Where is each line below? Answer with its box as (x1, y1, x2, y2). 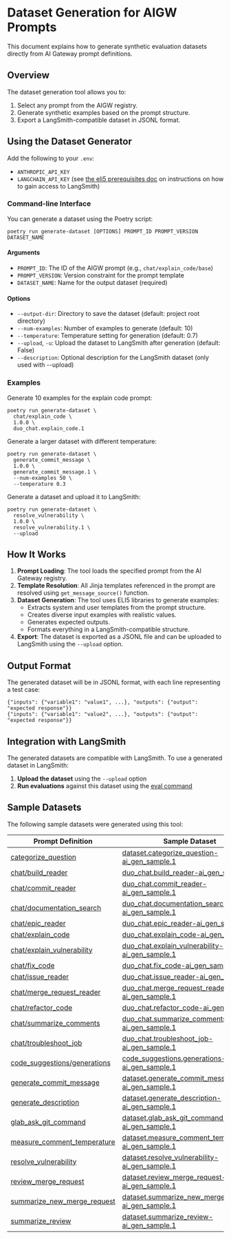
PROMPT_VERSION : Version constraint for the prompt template (16, 271, 184, 279)
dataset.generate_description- (122, 1093, 221, 1103)
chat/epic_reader (10, 918, 66, 928)
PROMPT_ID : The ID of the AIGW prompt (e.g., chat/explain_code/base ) (16, 264, 214, 273)
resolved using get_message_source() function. (16, 589, 149, 597)
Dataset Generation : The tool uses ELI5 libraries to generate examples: (16, 596, 219, 604)
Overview (7, 70, 50, 81)
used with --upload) (16, 361, 74, 369)
